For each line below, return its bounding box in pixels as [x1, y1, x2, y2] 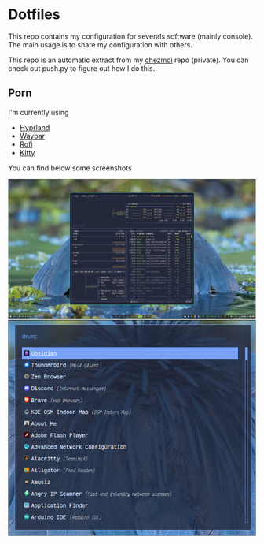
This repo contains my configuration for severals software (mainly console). [8, 32, 254, 41]
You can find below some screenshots [8, 163, 132, 173]
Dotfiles [8, 6, 60, 24]
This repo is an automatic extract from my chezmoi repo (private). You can [8, 55, 249, 65]
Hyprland [19, 122, 50, 132]
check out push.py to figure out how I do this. [8, 63, 156, 73]
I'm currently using [8, 107, 69, 117]
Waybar [19, 131, 46, 140]
